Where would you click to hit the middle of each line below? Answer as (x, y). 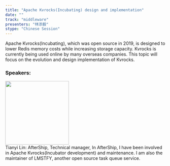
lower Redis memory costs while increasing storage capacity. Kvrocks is (81, 49)
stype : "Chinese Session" (32, 29)
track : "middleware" (27, 19)
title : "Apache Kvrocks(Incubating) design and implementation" (75, 10)
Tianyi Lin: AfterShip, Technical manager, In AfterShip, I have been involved (84, 148)
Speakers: (18, 73)
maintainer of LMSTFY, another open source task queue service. (73, 158)
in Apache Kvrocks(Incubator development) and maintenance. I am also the (84, 153)
